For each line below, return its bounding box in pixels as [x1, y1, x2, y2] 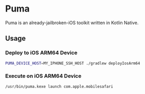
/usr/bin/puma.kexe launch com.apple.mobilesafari [5, 84, 113, 89]
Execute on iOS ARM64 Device [5, 72, 82, 79]
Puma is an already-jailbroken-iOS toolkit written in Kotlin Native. [5, 20, 139, 26]
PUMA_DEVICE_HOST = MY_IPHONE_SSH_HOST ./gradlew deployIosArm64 [5, 61, 140, 66]
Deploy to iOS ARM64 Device [5, 49, 78, 56]
